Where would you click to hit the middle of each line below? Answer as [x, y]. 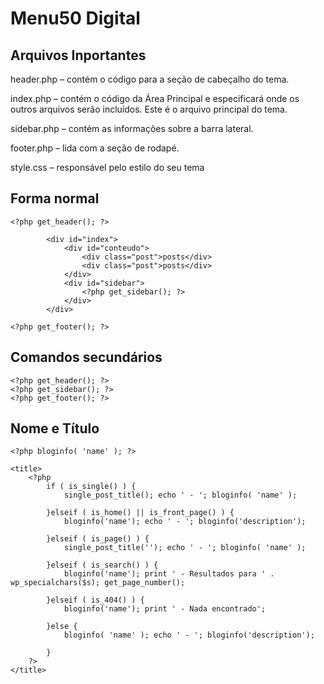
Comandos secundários [86, 357]
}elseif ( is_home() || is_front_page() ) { [140, 513]
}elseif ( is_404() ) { [95, 600]
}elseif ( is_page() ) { [98, 539]
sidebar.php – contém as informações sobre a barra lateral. [132, 128]
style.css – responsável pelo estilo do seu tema [107, 167]
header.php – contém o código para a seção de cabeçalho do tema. [150, 79]
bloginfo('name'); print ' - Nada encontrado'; [165, 609]
